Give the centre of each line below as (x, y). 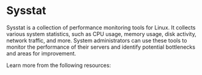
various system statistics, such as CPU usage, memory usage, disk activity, (102, 34)
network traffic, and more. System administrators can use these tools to (97, 40)
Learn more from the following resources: (59, 65)
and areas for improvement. (41, 53)
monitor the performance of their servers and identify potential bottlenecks (101, 47)
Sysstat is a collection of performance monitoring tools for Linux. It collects (101, 27)
